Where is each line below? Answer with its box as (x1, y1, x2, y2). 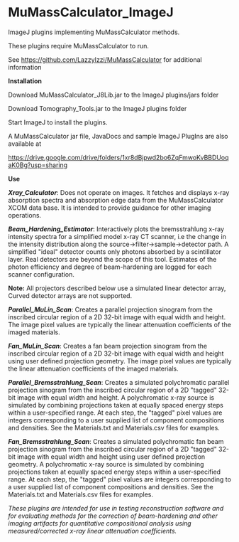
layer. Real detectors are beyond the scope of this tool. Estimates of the (8, 255, 217, 263)
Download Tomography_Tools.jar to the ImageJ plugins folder (8, 104, 187, 112)
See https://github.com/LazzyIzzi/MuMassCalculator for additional (8, 55, 202, 64)
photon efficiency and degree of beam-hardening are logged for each (8, 262, 212, 271)
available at (8, 139, 42, 148)
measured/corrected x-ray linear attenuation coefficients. (8, 526, 177, 535)
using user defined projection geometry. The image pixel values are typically (8, 356, 232, 365)
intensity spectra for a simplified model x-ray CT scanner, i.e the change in (8, 232, 226, 240)
